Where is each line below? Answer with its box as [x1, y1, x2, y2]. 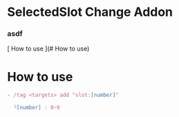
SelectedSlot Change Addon [7, 4, 173, 20]
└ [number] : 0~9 [13, 105, 60, 111]
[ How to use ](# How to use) [7, 44, 90, 53]
